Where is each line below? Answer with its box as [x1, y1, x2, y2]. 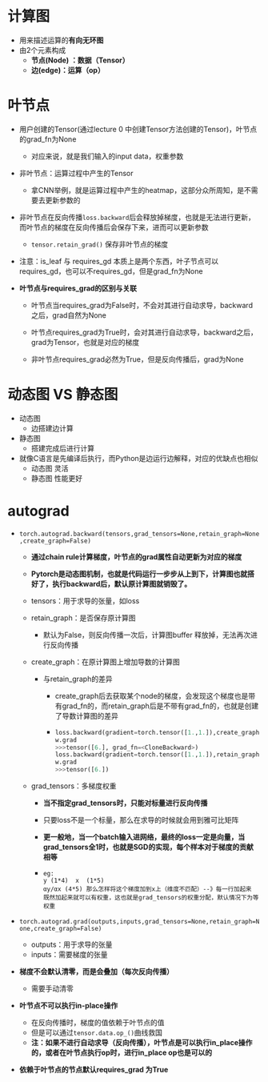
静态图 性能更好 [30, 473, 83, 483]
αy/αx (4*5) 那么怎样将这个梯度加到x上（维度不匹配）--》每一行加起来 [42, 885, 252, 893]
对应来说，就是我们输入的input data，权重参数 [30, 151, 184, 161]
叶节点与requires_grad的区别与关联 [18, 283, 138, 293]
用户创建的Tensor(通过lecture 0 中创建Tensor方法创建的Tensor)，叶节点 [18, 124, 258, 134]
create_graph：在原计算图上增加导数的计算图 [30, 657, 181, 667]
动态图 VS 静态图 [7, 386, 118, 404]
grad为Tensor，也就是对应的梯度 [30, 337, 140, 347]
